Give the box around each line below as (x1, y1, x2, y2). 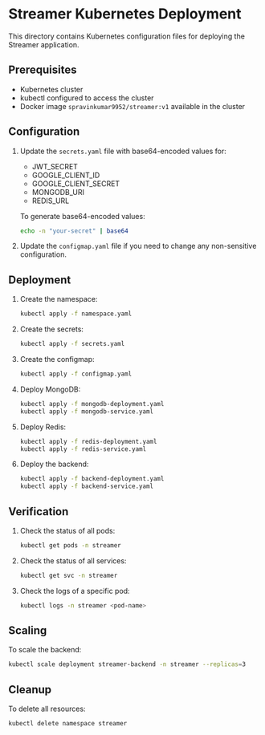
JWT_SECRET (31, 161, 79, 171)
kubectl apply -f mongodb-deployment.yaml (19, 400, 165, 408)
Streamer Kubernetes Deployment (8, 5, 243, 23)
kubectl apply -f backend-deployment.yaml (19, 475, 165, 483)
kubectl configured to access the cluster (19, 93, 154, 103)
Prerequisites (8, 63, 77, 77)
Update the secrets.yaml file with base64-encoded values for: (19, 146, 226, 156)
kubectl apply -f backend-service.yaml (19, 482, 154, 490)
